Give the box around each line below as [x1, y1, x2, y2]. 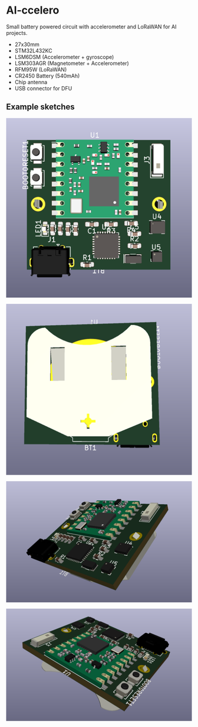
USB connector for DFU [14, 85, 72, 92]
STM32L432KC [14, 47, 52, 54]
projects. [6, 29, 28, 36]
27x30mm [14, 41, 39, 48]
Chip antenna [14, 78, 48, 86]
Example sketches [6, 102, 75, 112]
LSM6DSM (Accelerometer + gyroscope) [14, 53, 114, 60]
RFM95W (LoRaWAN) [14, 66, 67, 73]
